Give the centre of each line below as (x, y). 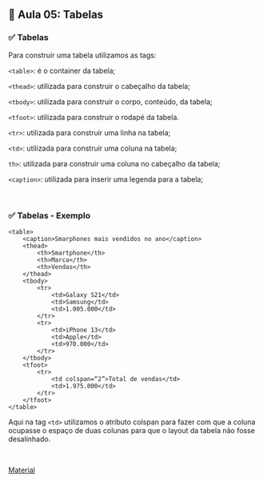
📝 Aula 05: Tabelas (56, 15)
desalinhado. (30, 439)
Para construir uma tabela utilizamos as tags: (82, 55)
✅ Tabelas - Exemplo (50, 215)
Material (22, 470)
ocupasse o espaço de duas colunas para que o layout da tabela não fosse (132, 430)
